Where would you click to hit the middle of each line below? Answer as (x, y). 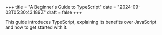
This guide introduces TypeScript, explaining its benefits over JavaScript (81, 22)
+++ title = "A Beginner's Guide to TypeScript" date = (61, 7)
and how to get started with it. (36, 27)
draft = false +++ (65, 12)
